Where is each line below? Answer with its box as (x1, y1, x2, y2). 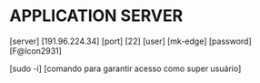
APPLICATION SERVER (9, 5, 184, 26)
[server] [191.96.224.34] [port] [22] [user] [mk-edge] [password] (9, 36, 252, 47)
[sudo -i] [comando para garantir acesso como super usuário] (9, 63, 242, 74)
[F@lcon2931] (9, 45, 62, 56)
